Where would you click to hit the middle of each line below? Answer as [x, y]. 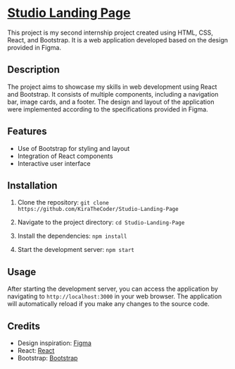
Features [27, 132]
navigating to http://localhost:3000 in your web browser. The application [115, 296]
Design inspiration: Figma [54, 343]
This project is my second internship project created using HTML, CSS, [110, 32]
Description [33, 69]
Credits [24, 326]
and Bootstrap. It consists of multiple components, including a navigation [113, 94]
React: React [36, 350]
